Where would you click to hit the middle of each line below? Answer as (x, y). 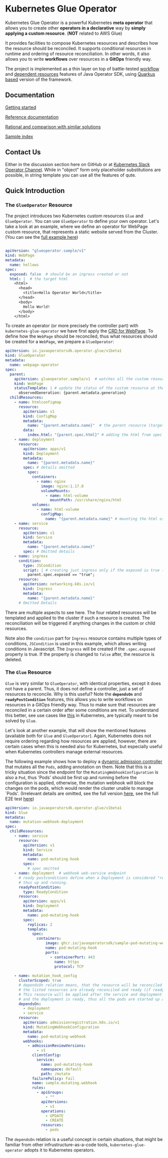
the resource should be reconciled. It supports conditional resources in (78, 48)
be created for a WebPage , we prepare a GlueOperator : (59, 342)
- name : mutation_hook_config (46, 976)
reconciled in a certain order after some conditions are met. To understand (82, 710)
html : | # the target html (39, 279)
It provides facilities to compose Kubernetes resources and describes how (82, 43)
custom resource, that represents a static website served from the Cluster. (82, 232)
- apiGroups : (50, 1093)
